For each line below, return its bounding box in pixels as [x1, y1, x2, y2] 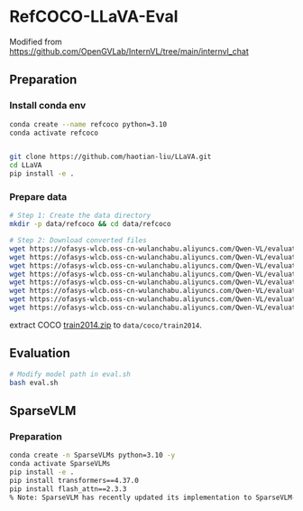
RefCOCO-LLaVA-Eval [9, 6, 179, 27]
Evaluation [9, 345, 70, 361]
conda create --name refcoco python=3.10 [9, 119, 168, 128]
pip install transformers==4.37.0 [9, 476, 140, 485]
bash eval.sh [9, 378, 59, 387]
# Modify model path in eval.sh [9, 369, 131, 379]
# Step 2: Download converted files [9, 236, 147, 245]
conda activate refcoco [9, 128, 99, 137]
